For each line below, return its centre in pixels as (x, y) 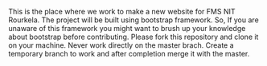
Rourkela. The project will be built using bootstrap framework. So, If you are (133, 20)
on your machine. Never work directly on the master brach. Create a (121, 45)
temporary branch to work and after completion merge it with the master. (129, 54)
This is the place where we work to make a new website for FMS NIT (122, 12)
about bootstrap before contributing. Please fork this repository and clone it (133, 37)
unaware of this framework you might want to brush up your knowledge (127, 28)
